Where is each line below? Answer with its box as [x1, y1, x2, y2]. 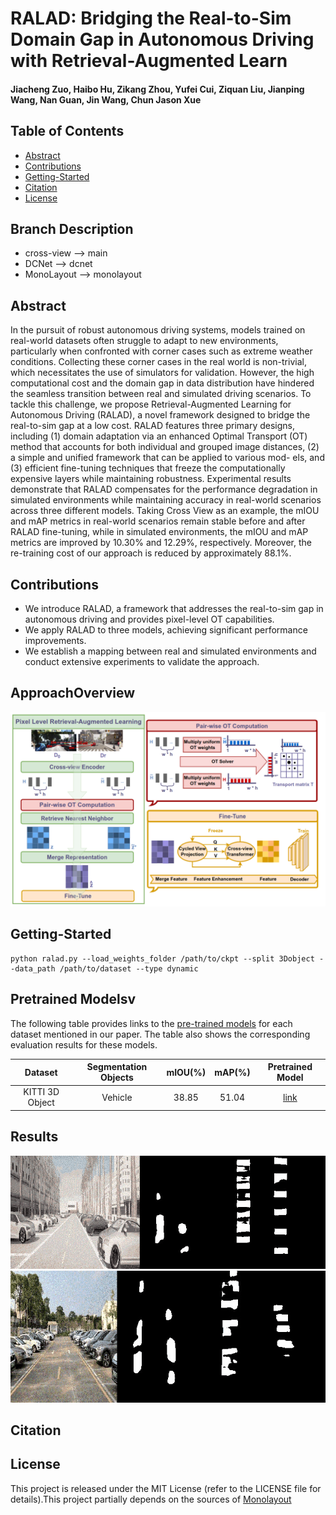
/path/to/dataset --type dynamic [59, 963, 199, 974]
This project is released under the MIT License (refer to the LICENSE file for [10, 1482, 322, 1494]
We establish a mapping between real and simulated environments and [24, 645, 317, 657]
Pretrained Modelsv [10, 991, 137, 1008]
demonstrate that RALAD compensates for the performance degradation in [10, 483, 318, 496]
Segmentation [86, 1061, 148, 1073]
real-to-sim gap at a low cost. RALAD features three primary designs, [10, 420, 296, 432]
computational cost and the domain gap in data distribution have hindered [10, 377, 315, 389]
